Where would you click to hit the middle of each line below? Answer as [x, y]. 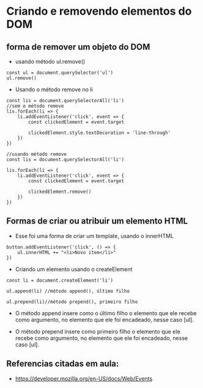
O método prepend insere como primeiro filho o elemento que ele [98, 331]
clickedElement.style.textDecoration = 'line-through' [100, 133]
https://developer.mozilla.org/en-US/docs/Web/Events [84, 378]
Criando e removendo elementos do [99, 11]
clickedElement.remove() [60, 192]
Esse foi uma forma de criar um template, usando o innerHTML [94, 236]
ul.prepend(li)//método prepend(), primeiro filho [72, 302]
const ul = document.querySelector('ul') [60, 73]
